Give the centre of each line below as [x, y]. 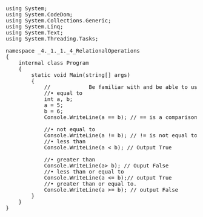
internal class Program [54, 63]
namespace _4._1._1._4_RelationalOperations [73, 51]
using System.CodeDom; [39, 15]
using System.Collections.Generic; [58, 21]
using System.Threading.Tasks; [52, 39]
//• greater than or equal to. [90, 184]
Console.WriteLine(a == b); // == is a [103, 117]
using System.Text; [35, 33]
